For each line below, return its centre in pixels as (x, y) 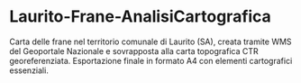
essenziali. (29, 70)
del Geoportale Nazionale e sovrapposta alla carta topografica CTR (134, 51)
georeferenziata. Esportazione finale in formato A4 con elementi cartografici (151, 60)
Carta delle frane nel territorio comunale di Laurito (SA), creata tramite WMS (150, 41)
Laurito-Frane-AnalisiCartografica (141, 17)
